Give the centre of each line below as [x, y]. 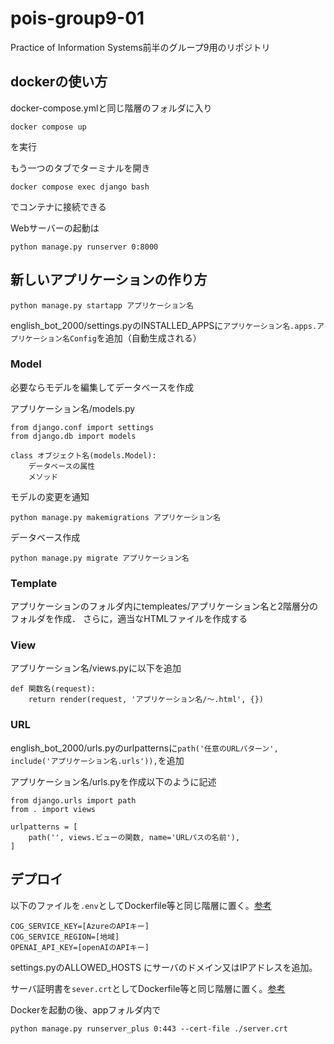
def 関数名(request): [53, 689]
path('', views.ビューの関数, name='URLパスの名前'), [134, 837]
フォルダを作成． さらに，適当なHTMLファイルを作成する [129, 619]
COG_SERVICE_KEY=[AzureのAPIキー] [80, 926]
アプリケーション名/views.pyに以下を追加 [96, 668]
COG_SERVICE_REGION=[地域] [65, 937]
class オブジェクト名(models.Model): [83, 455]
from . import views [53, 809]
